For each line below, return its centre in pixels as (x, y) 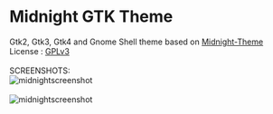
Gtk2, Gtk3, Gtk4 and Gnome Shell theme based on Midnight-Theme (136, 42)
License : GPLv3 (40, 51)
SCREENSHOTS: (40, 71)
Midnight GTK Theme (91, 17)
